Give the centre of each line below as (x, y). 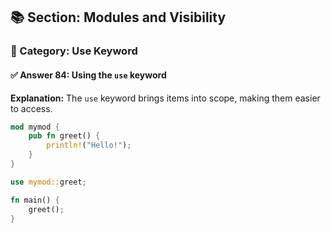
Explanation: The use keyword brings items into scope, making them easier (165, 98)
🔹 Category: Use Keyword (74, 51)
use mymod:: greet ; (48, 182)
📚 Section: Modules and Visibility (118, 17)
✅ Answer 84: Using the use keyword (88, 75)
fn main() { (35, 200)
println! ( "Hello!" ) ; (89, 145)
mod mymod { (35, 127)
